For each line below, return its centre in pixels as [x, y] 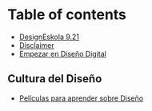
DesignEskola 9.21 [49, 37]
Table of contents [67, 15]
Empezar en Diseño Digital [63, 54]
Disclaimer [37, 45]
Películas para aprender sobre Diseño [81, 98]
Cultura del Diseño [55, 79]
